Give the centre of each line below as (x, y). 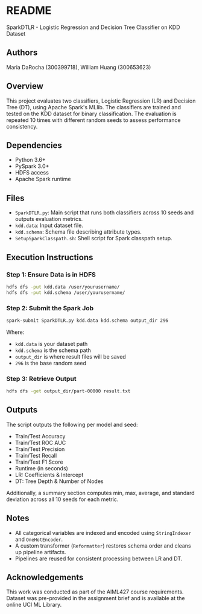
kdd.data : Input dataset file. (49, 225)
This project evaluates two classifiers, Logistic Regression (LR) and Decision (101, 101)
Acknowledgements (45, 577)
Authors (22, 53)
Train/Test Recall (36, 455)
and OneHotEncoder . (39, 539)
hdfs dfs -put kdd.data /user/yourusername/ (63, 287)
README (29, 11)
